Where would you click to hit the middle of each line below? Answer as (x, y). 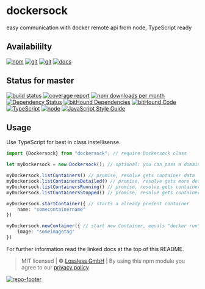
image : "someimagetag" (46, 232)
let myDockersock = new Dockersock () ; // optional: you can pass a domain (103, 165)
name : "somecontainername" (52, 209)
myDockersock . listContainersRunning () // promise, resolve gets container (103, 187)
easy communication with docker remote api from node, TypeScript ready (99, 27)
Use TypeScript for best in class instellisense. (63, 142)
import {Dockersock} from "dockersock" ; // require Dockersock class (97, 153)
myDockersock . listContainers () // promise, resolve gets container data (101, 176)
